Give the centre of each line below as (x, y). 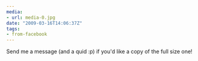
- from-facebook (27, 34)
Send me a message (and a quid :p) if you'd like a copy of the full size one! (99, 51)
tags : (13, 29)
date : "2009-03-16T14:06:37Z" (45, 23)
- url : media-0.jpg (31, 18)
